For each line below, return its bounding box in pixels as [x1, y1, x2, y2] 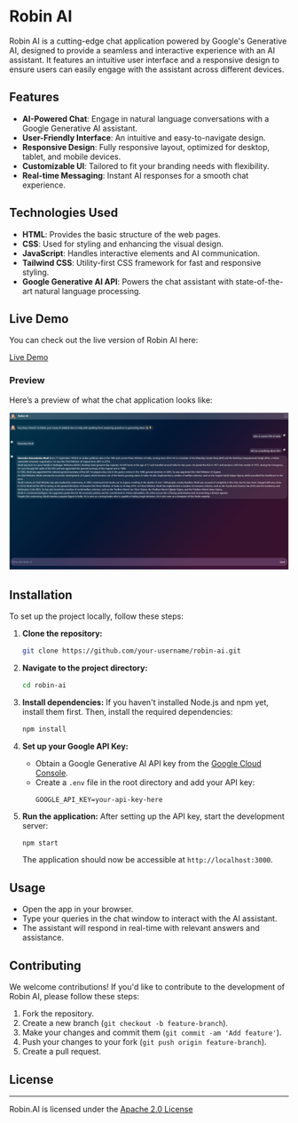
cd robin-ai [21, 680, 67, 690]
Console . [35, 767, 68, 778]
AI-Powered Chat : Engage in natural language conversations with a [21, 113, 270, 124]
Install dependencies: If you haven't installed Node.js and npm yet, [21, 696, 269, 708]
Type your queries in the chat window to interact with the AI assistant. [21, 913, 278, 924]
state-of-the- [235, 276, 284, 286]
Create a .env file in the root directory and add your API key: [35, 776, 255, 788]
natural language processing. [34, 285, 142, 296]
